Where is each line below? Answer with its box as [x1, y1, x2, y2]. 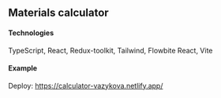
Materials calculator [8, 6, 109, 20]
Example [8, 64, 38, 73]
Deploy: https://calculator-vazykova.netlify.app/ [8, 81, 163, 90]
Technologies [8, 27, 54, 38]
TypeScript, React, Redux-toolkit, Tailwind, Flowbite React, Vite [8, 45, 213, 55]
